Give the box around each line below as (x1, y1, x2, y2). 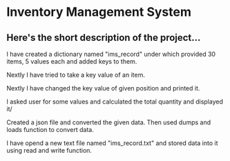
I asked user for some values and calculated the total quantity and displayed (6, 97, 224, 106)
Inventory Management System (6, 4, 191, 20)
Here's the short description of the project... (6, 32, 201, 44)
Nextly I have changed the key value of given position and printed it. (6, 84, 200, 92)
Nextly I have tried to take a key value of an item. (6, 70, 146, 79)
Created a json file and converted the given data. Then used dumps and (6, 118, 211, 126)
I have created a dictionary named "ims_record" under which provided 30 (6, 50, 215, 58)
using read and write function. (6, 146, 93, 154)
